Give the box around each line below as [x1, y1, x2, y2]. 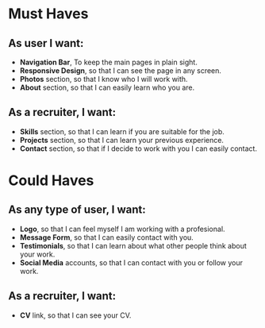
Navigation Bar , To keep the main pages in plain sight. [19, 57, 198, 67]
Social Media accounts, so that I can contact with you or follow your [19, 257, 244, 267]
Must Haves [8, 5, 89, 23]
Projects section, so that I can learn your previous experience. [19, 135, 225, 145]
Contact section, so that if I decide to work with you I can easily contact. [19, 144, 258, 153]
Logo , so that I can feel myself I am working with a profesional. [19, 224, 225, 233]
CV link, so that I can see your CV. [19, 311, 132, 320]
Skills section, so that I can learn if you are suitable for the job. [19, 126, 225, 136]
